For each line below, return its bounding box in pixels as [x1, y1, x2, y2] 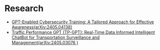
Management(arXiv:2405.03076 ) [11, 39, 79, 45]
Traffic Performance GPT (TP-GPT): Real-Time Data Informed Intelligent [11, 29, 155, 35]
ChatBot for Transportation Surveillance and [11, 34, 100, 40]
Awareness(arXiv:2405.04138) [11, 24, 72, 30]
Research [4, 3, 44, 14]
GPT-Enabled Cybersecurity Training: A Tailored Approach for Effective [11, 19, 154, 25]
